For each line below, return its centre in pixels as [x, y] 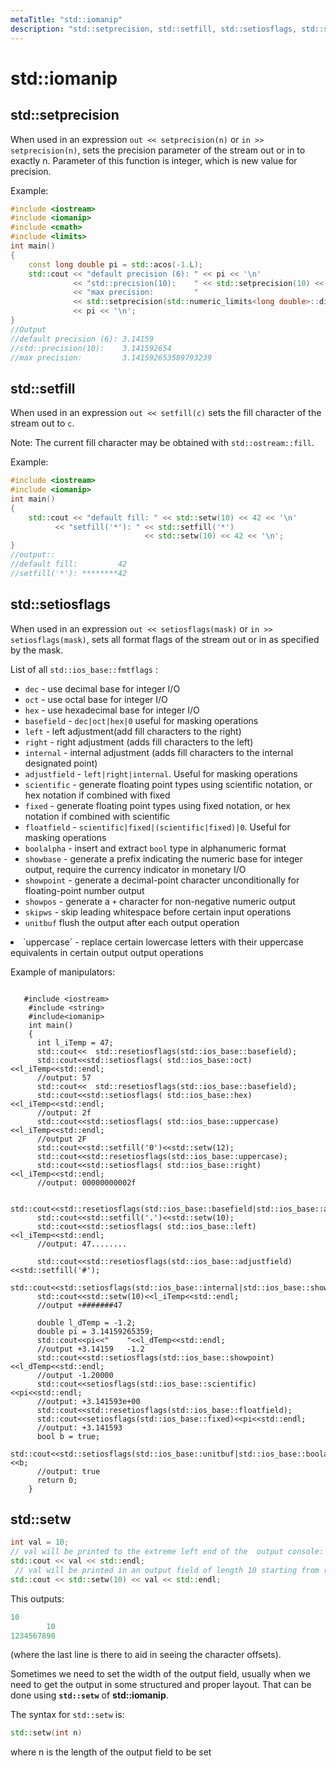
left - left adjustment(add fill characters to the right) [133, 731]
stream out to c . [42, 423]
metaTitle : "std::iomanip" [66, 19]
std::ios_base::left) [211, 1226]
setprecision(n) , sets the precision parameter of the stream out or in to [158, 150]
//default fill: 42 [69, 564]
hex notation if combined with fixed [97, 795]
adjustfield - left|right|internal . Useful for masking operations [161, 773]
